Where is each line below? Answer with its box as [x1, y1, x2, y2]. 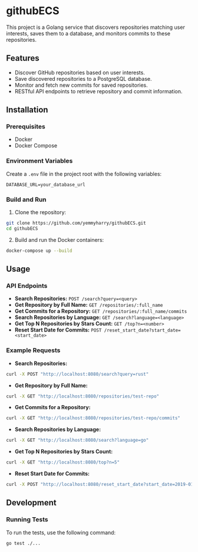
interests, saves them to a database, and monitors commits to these [6, 29, 171, 37]
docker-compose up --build [6, 248, 72, 254]
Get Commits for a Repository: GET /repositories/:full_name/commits [14, 308, 187, 315]
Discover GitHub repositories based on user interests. [14, 69, 146, 76]
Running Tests [6, 515, 48, 524]
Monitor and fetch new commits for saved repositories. [14, 81, 148, 88]
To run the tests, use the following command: [6, 529, 116, 536]
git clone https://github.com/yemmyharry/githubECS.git [6, 220, 146, 226]
